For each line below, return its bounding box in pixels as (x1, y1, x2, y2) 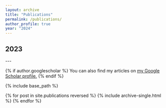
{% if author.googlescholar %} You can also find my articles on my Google (5, 67, 160, 73)
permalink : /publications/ (5, 17, 62, 22)
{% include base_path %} (5, 82, 59, 88)
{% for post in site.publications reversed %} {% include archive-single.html (5, 92, 161, 98)
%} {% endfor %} (5, 97, 42, 103)
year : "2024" (5, 26, 33, 31)
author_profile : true (5, 21, 51, 27)
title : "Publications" (5, 12, 53, 17)
